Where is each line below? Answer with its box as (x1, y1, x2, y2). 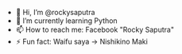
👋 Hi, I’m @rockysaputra (15, 8, 95, 17)
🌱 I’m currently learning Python (15, 16, 118, 25)
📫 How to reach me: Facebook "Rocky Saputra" (15, 25, 175, 34)
